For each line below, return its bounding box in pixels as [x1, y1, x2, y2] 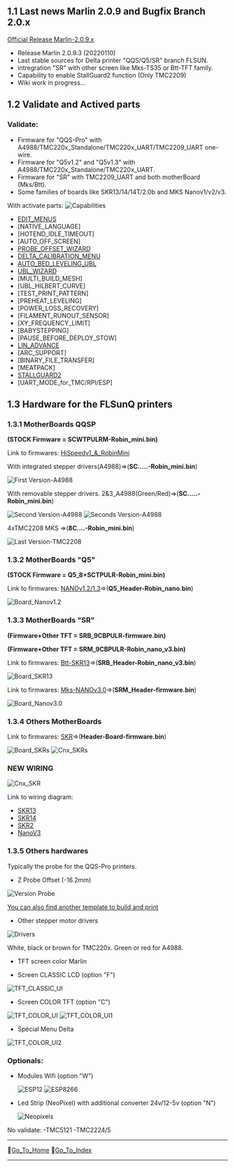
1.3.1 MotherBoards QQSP [7, 419, 97, 429]
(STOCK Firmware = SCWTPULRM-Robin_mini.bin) [7, 435, 159, 443]
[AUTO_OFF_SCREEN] [17, 237, 81, 245]
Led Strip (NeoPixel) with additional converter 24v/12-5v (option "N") [17, 1098, 216, 1107]
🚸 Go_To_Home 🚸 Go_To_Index [7, 1146, 92, 1154]
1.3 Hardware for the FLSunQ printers [7, 398, 173, 410]
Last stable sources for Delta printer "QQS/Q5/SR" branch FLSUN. [17, 56, 208, 64]
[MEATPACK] [17, 363, 56, 371]
